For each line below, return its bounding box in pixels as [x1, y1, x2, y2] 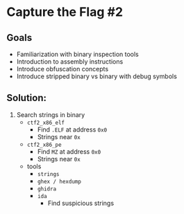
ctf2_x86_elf [26, 119, 65, 126]
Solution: [6, 92, 47, 104]
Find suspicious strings [47, 199, 115, 207]
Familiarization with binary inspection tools [16, 50, 140, 58]
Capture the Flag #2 [6, 4, 123, 20]
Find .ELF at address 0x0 [37, 125, 108, 134]
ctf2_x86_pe [26, 141, 62, 148]
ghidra [37, 185, 57, 193]
